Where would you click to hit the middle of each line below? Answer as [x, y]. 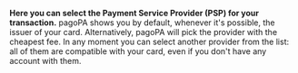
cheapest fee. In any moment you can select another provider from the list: [149, 41]
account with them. [45, 61]
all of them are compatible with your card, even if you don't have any [138, 51]
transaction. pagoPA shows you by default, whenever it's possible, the [142, 23]
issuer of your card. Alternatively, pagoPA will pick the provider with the [144, 32]
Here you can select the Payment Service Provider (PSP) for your [134, 13]
